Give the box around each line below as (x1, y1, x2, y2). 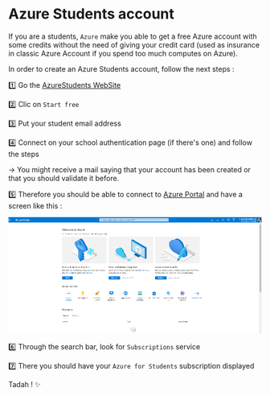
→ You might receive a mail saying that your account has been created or (8, 164, 252, 174)
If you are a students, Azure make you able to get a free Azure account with (8, 31, 257, 41)
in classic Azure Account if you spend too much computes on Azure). (8, 48, 239, 58)
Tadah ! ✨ (8, 379, 42, 389)
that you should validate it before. (8, 173, 120, 183)
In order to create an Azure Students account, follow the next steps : (8, 64, 235, 73)
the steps (8, 149, 39, 159)
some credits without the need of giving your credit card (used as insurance (8, 39, 260, 49)
